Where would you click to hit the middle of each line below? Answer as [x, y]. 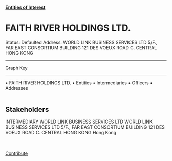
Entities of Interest [25, 7]
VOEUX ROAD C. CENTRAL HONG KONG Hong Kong [61, 133]
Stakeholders [27, 109]
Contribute [17, 153]
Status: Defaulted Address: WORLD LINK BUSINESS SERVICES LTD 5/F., [81, 42]
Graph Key [16, 68]
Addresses [17, 88]
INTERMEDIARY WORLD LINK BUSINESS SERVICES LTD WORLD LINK [79, 122]
